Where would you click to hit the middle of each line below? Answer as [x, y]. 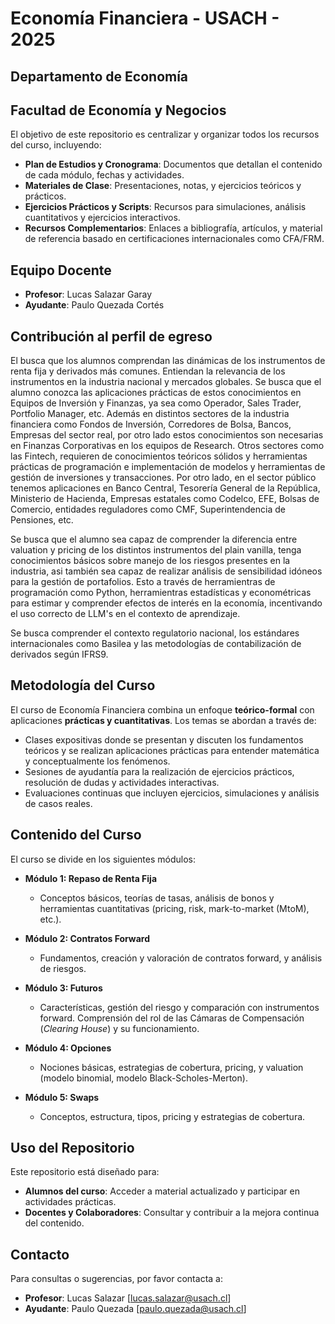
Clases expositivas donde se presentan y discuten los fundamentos [164, 739]
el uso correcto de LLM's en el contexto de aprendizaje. [125, 614]
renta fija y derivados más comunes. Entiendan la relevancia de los [148, 371]
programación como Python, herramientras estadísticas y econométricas [161, 593]
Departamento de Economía [99, 76]
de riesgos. [63, 968]
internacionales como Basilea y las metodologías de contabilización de [156, 644]
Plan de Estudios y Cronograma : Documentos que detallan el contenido [173, 164]
